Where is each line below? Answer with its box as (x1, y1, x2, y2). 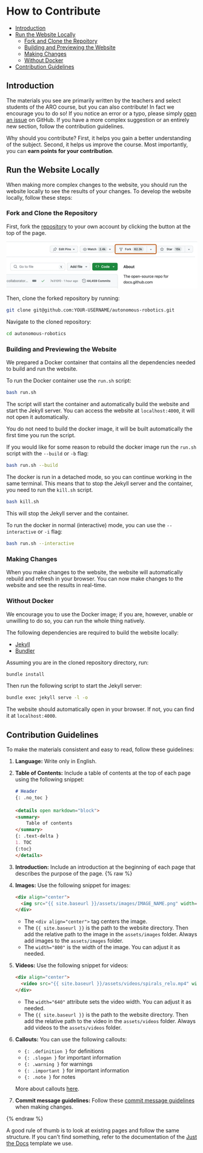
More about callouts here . (15, 1085, 80, 1092)
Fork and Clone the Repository (6, 209, 98, 217)
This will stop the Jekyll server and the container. (6, 510, 129, 517)
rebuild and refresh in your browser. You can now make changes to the (6, 575, 184, 582)
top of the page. (6, 229, 47, 236)
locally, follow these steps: (6, 194, 73, 201)
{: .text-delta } (15, 833, 59, 839)
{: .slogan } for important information (24, 1053, 121, 1061)
